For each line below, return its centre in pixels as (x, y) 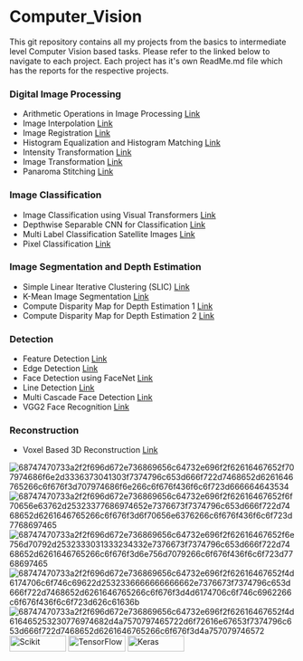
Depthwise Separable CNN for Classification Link (114, 225)
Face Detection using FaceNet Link (88, 378)
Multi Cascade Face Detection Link (87, 398)
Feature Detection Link (65, 359)
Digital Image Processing (66, 94)
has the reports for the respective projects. (89, 71)
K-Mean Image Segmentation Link (85, 296)
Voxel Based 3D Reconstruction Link (90, 450)
